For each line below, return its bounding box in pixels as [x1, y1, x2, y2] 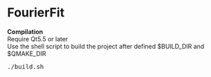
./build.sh [7, 63, 44, 70]
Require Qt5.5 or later [7, 34, 68, 43]
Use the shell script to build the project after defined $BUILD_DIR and [7, 42, 205, 50]
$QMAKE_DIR [7, 49, 46, 58]
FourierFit [7, 5, 65, 21]
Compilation [7, 27, 44, 36]
